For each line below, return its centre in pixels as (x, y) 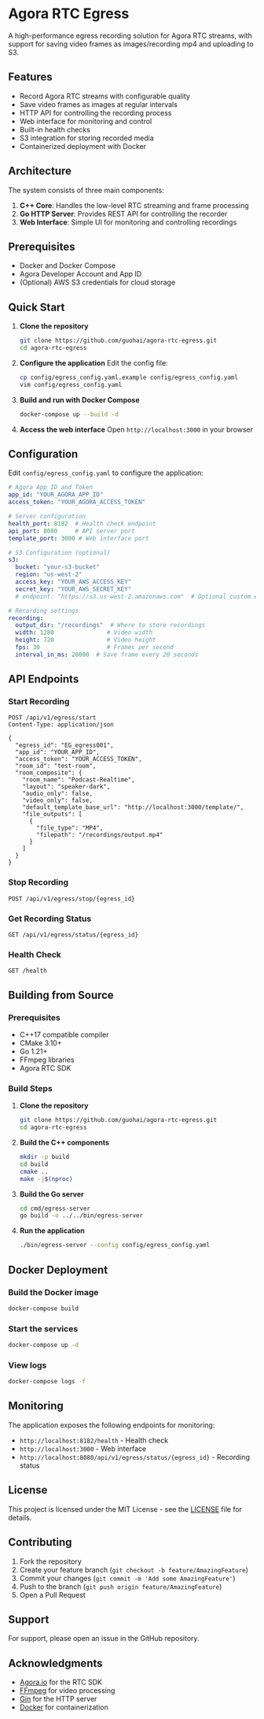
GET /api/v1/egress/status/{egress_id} (73, 935)
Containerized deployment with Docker (83, 146)
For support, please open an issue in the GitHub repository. (104, 1639)
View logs (27, 1365)
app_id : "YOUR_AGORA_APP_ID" (56, 495)
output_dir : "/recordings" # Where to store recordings (110, 626)
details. (20, 1517)
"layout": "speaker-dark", (66, 787)
